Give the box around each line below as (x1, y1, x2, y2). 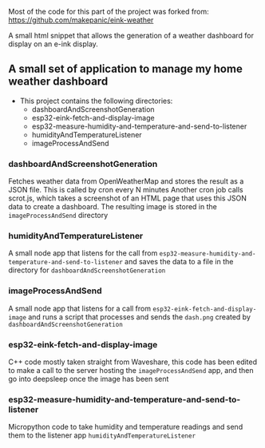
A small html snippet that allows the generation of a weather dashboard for (8, 31, 254, 40)
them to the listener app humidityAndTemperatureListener (8, 430, 196, 440)
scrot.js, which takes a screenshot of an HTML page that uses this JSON (8, 193, 247, 203)
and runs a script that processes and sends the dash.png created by (27, 311, 251, 322)
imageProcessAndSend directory (8, 211, 109, 220)
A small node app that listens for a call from (8, 303, 152, 313)
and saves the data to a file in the (125, 257, 234, 267)
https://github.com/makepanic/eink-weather (8, 15, 154, 25)
